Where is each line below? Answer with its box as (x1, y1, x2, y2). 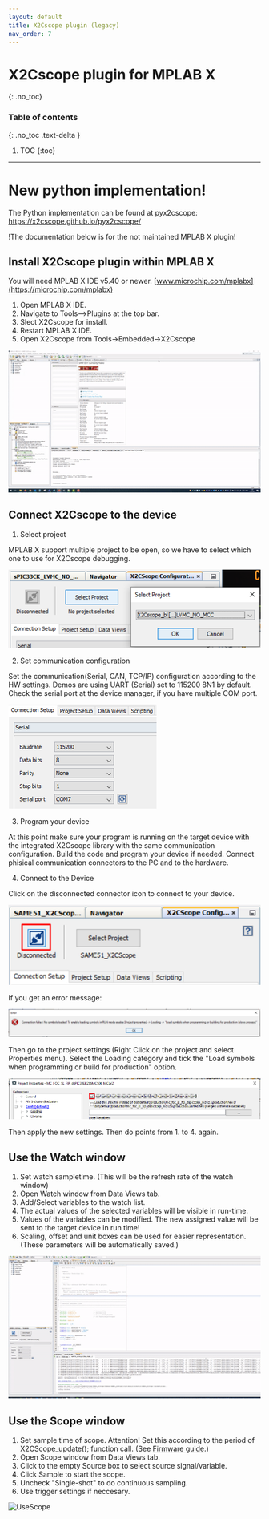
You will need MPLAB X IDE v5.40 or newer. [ (8, 277, 157, 286)
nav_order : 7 (8, 30, 52, 38)
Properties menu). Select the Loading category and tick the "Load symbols (8, 1054, 255, 1064)
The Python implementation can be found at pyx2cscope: (8, 208, 198, 217)
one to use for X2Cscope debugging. (8, 553, 130, 563)
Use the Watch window (8, 1150, 126, 1164)
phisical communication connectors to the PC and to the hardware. (8, 858, 229, 867)
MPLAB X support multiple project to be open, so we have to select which (8, 545, 251, 555)
